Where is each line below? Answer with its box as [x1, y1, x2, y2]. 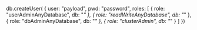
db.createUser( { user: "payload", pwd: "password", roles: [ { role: [6, 5, 165, 12]
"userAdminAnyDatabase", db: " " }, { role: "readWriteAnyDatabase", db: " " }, [6, 11, 192, 18]
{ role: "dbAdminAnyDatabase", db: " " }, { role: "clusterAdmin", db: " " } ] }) [6, 18, 185, 24]
